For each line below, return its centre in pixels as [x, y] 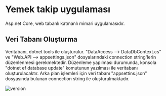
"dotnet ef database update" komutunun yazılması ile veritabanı [72, 68]
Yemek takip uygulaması [58, 9]
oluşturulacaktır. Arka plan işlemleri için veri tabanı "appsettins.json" [76, 73]
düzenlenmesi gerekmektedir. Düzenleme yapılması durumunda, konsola [81, 62]
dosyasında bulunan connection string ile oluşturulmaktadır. [68, 78]
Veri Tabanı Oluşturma [41, 39]
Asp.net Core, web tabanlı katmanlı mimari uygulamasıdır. [65, 23]
